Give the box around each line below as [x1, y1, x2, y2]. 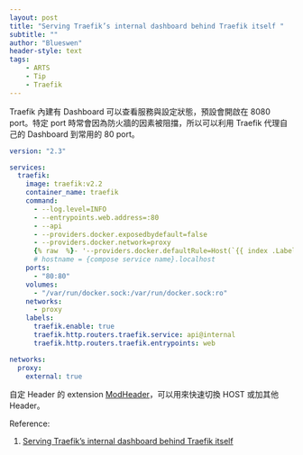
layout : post [9, 13, 59, 23]
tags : [9, 55, 30, 64]
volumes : [25, 280, 59, 289]
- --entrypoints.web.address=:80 [32, 213, 160, 222]
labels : [25, 314, 54, 323]
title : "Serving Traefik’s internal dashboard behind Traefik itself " [9, 22, 284, 31]
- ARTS [25, 64, 50, 73]
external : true [25, 371, 83, 381]
